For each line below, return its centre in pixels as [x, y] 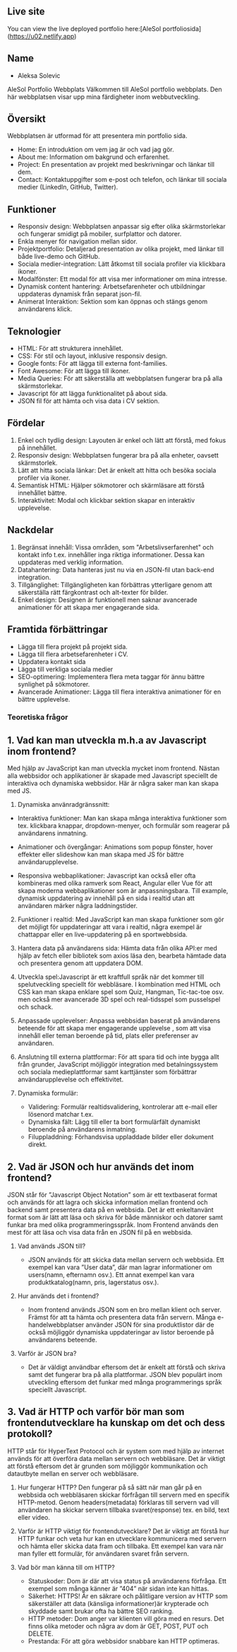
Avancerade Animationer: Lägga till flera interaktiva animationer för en [119, 692]
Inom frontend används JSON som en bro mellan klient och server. [125, 1310]
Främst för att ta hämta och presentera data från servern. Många [122, 1317]
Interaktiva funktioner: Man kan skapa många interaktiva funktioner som [122, 818]
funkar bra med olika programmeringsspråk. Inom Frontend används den [113, 1225]
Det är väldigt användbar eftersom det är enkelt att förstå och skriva [127, 1367]
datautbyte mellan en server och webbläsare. [73, 1473]
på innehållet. [37, 448]
